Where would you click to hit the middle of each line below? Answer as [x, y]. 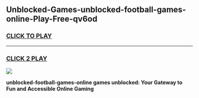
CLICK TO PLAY [29, 36]
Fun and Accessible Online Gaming [50, 88]
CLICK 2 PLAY [27, 58]
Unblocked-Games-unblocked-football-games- [96, 10]
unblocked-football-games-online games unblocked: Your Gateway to [94, 82]
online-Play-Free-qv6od [52, 19]
